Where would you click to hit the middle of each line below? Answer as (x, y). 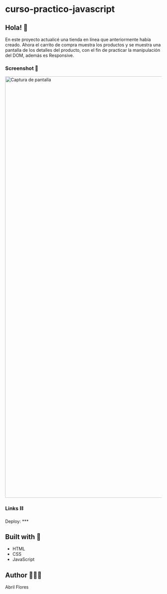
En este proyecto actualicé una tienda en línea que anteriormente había (78, 39)
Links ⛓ (14, 508)
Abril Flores (17, 587)
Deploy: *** (17, 521)
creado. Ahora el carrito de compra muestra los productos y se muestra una (83, 45)
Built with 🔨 (23, 537)
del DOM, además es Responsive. (40, 55)
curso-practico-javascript (60, 9)
